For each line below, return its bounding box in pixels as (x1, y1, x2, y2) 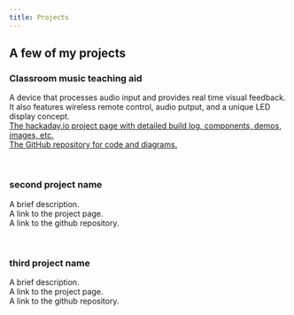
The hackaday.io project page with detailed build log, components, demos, (9, 120, 282, 131)
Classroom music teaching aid (9, 72, 143, 84)
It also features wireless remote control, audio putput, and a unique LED (9, 102, 271, 112)
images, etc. (9, 130, 55, 141)
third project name (9, 257, 90, 269)
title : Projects (9, 12, 69, 22)
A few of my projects (9, 46, 127, 61)
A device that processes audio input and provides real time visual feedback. (9, 92, 286, 103)
